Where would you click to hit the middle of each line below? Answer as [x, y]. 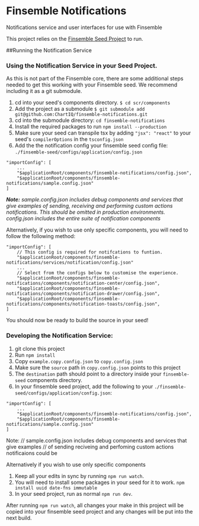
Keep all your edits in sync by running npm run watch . [79, 476]
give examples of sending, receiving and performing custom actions [89, 206]
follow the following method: [41, 236]
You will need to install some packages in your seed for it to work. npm [99, 482]
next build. [19, 518]
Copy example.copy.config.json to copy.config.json [79, 361]
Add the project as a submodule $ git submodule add [80, 109]
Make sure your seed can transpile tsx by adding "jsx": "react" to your [103, 133]
